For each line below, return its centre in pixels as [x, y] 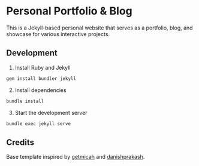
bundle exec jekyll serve [38, 124]
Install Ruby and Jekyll [43, 67]
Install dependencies [41, 90]
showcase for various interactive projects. [58, 34]
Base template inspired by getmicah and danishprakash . [76, 157]
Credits [20, 142]
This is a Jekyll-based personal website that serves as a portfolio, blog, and [99, 28]
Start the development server [51, 112]
